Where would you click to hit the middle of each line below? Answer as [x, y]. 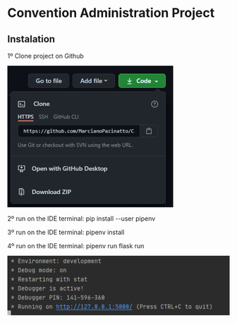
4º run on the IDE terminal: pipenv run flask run [76, 246]
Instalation [31, 39]
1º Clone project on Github [45, 56]
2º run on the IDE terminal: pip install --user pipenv [81, 219]
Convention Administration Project [111, 13]
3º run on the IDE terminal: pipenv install [66, 232]
